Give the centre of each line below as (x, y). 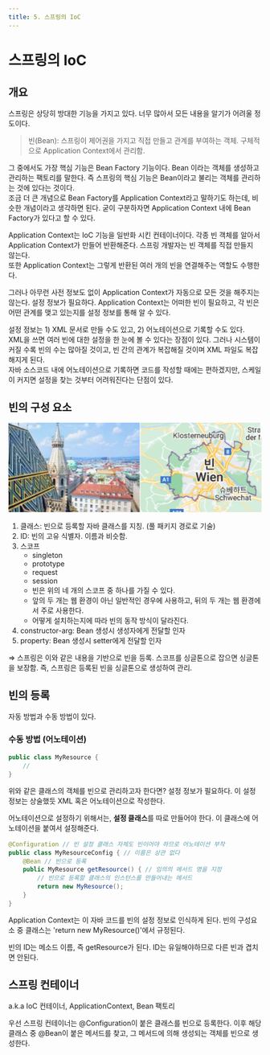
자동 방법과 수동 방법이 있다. (52, 716)
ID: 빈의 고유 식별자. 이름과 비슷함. (74, 536)
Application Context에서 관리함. (94, 150)
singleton (47, 556)
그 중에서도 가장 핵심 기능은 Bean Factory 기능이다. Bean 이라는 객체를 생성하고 (134, 167)
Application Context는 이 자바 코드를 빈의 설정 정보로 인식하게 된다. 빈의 (122, 920)
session (45, 581)
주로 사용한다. (62, 610)
